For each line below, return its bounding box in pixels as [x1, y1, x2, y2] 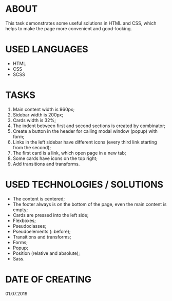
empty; [12, 206, 28, 213]
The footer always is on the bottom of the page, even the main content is [12, 201, 167, 207]
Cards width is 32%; [12, 117, 56, 123]
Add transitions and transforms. [12, 160, 80, 167]
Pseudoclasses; [12, 223, 47, 229]
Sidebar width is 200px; [12, 111, 64, 118]
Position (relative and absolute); [12, 250, 80, 256]
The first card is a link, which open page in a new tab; [12, 150, 126, 156]
